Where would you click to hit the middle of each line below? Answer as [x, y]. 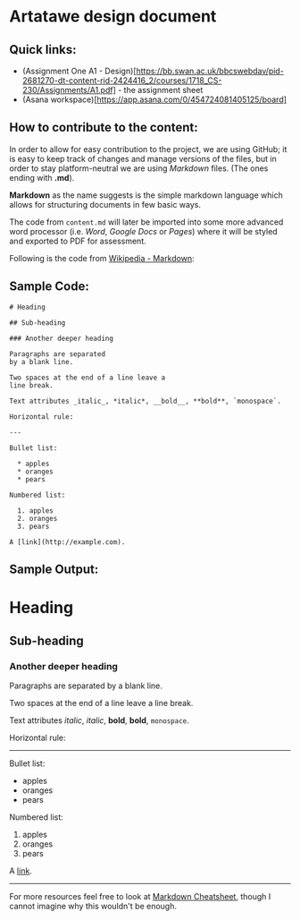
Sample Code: [49, 287]
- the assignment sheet [160, 90]
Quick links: [43, 50]
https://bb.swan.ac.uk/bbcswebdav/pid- [210, 71]
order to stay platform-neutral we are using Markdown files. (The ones [139, 168]
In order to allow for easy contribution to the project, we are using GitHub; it [148, 149]
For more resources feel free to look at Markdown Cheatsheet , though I [140, 896]
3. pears [33, 526]
